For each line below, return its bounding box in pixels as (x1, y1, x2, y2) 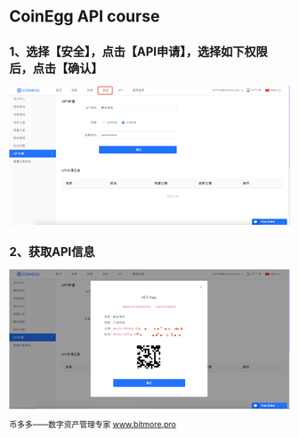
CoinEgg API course (9, 6, 160, 27)
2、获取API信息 (9, 244, 95, 260)
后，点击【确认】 (9, 61, 103, 76)
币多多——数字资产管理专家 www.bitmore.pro (9, 419, 176, 430)
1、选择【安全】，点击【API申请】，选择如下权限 (9, 44, 269, 59)
